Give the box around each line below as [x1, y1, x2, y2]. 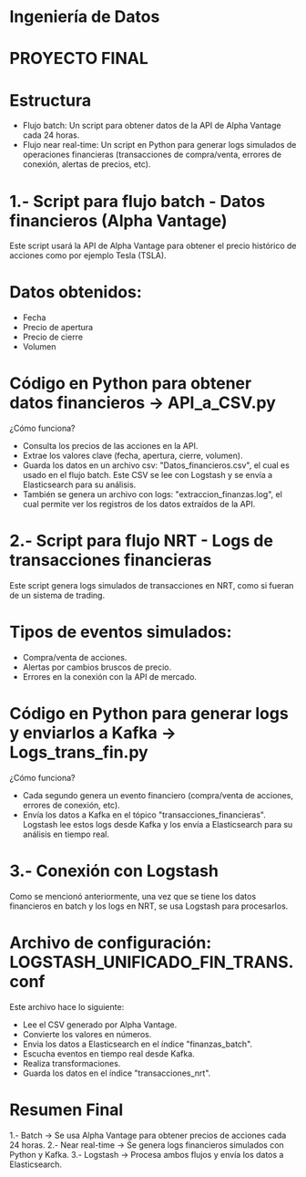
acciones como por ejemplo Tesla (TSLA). [9, 250, 167, 261]
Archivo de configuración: [9, 932, 212, 953]
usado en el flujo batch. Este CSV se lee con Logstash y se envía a [22, 470, 273, 481]
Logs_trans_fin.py [9, 742, 148, 763]
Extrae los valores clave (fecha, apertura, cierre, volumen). [22, 450, 243, 462]
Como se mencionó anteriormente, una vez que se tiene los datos [9, 891, 257, 901]
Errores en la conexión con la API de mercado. [22, 672, 198, 682]
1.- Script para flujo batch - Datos [9, 191, 266, 212]
